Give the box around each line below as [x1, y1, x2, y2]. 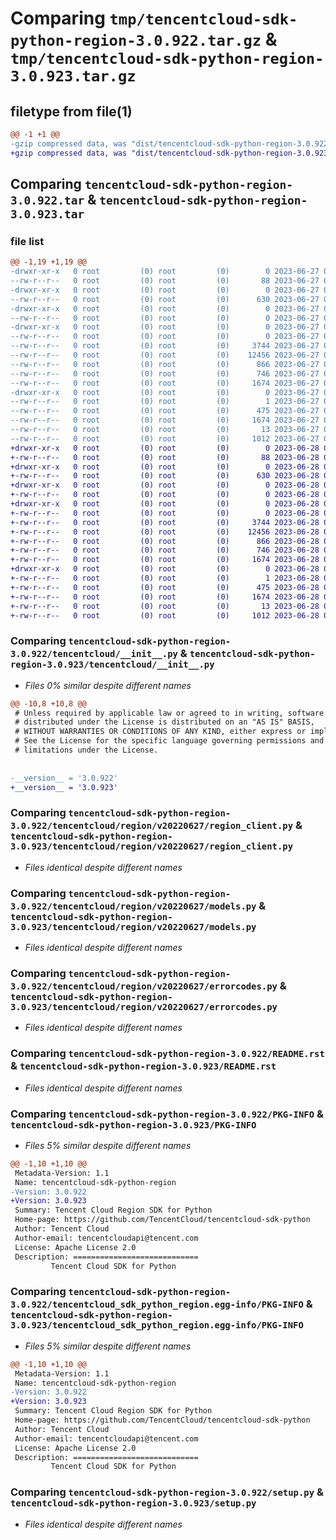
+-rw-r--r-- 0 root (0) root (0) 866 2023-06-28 [10, 536, 320, 546]
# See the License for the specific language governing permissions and [14, 736, 325, 746]
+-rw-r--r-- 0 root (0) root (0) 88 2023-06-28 [10, 452, 320, 462]
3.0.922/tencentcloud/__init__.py [10, 648, 178, 660]
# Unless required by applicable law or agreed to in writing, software [14, 708, 325, 718]
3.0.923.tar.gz [10, 67, 137, 86]
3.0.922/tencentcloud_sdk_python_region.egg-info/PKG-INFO [10, 1299, 304, 1311]
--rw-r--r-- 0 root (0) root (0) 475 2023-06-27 [10, 406, 320, 416]
